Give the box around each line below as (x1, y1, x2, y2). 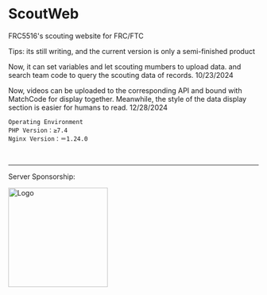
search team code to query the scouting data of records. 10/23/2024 (8, 70, 234, 80)
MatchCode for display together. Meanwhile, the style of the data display (8, 94, 247, 103)
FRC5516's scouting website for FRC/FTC (8, 31, 145, 41)
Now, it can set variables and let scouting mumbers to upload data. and (8, 61, 242, 72)
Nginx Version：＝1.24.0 (8, 134, 88, 143)
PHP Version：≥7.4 (8, 126, 68, 134)
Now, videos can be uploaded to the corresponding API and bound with (8, 85, 242, 95)
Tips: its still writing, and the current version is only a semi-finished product (8, 46, 256, 56)
